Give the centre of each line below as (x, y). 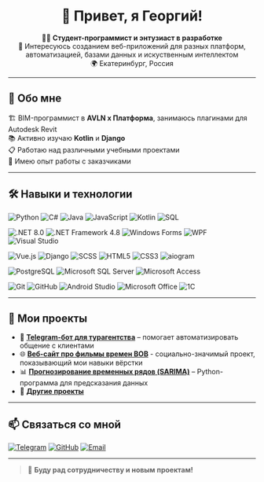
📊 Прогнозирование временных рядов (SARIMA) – (107, 372)
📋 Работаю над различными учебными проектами (94, 149)
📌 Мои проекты (48, 318)
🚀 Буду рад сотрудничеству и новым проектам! (110, 470)
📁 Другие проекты (51, 392)
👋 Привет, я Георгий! (132, 16)
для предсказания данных (104, 383)
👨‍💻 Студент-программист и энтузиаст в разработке (132, 38)
